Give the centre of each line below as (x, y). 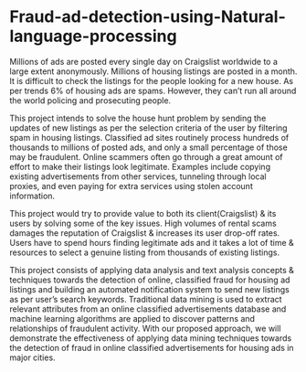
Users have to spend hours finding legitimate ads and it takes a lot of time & (152, 242)
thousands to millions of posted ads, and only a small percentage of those (148, 147)
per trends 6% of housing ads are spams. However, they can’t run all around (153, 90)
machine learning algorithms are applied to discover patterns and (132, 318)
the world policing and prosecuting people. (90, 100)
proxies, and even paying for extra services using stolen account (131, 186)
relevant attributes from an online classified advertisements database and (148, 309)
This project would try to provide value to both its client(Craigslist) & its (143, 213)
